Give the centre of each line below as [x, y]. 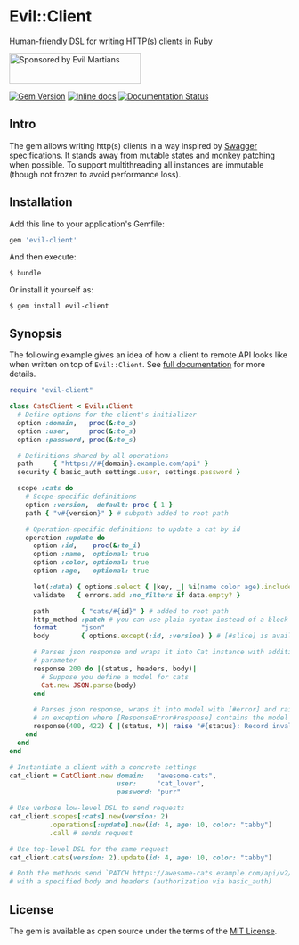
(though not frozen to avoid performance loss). [95, 174]
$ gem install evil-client [59, 306]
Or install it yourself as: [51, 290]
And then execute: [43, 257]
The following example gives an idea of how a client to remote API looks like [148, 355]
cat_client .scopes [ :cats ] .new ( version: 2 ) [89, 817]
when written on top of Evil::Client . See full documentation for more [137, 365]
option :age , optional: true [91, 571]
